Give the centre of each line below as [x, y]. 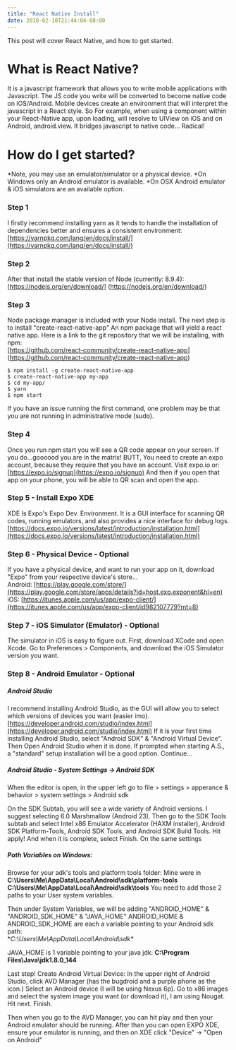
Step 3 [19, 304]
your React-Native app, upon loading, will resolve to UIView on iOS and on [115, 119]
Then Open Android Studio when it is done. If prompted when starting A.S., [116, 746]
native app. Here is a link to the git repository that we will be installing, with [116, 335]
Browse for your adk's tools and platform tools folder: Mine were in [104, 873]
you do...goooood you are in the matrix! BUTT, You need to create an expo [115, 457]
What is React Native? [73, 69]
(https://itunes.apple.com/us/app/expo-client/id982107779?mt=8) [103, 607]
